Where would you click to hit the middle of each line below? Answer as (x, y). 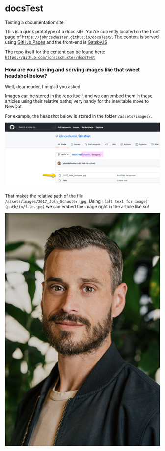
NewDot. (14, 107)
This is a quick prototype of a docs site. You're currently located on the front (82, 31)
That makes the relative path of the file (44, 196)
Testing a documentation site (34, 22)
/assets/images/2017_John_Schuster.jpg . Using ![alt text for (69, 201)
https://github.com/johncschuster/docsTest (50, 57)
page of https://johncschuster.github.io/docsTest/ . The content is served (82, 37)
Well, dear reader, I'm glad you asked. (43, 87)
